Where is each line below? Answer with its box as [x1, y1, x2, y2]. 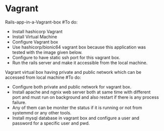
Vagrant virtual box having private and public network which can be [5, 69, 141, 75]
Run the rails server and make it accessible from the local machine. [12, 60, 148, 65]
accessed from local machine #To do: [5, 74, 81, 80]
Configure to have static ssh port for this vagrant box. [12, 54, 120, 60]
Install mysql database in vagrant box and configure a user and [12, 115, 140, 121]
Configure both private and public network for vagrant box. [12, 84, 132, 89]
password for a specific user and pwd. [12, 120, 90, 126]
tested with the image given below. [12, 49, 83, 55]
